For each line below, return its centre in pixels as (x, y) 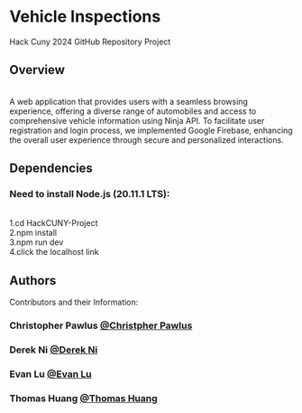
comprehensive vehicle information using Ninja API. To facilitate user (137, 120)
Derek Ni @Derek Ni (54, 350)
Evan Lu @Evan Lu (50, 374)
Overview (37, 70)
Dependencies (51, 169)
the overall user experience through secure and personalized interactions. (146, 140)
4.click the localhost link (54, 252)
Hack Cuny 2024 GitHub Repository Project (90, 42)
